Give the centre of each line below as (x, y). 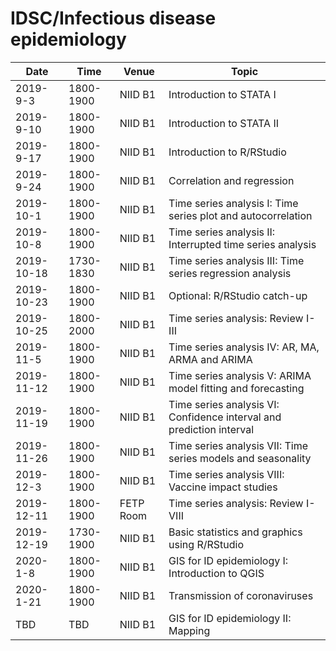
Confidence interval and (225, 417)
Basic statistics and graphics (235, 532)
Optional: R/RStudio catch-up (238, 295)
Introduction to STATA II (223, 123)
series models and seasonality (240, 458)
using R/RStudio (206, 544)
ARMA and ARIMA (210, 359)
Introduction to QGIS (216, 573)
